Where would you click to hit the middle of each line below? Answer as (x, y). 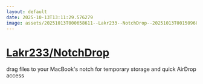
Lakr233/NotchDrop (58, 52)
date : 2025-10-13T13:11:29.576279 (50, 17)
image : (14, 23)
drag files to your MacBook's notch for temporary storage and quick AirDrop (101, 69)
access (15, 76)
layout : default (27, 12)
